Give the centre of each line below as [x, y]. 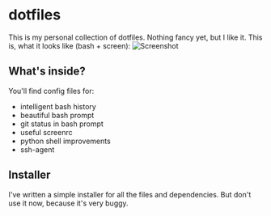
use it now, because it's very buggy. [68, 203]
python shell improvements [65, 141]
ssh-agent [37, 149]
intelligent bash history [58, 106]
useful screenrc [46, 132]
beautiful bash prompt [57, 115]
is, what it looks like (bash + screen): [70, 45]
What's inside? [47, 72]
